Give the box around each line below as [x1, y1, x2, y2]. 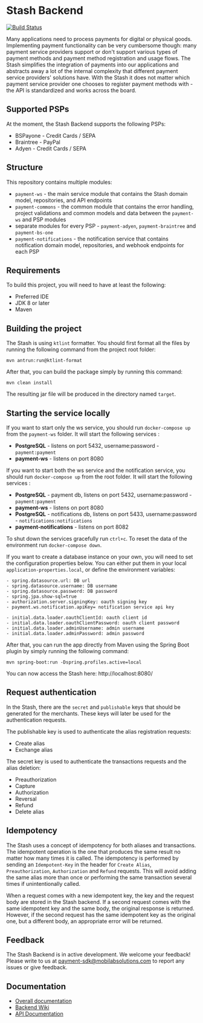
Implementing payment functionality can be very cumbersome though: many [6, 42, 197, 49]
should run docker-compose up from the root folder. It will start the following [6, 473, 193, 480]
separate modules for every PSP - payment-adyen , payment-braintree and [14, 222, 196, 230]
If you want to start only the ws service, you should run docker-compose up [6, 424, 191, 431]
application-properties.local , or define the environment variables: [6, 566, 175, 573]
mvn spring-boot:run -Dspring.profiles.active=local [6, 659, 142, 665]
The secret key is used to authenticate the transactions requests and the [6, 758, 187, 765]
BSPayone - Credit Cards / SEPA [14, 132, 96, 139]
